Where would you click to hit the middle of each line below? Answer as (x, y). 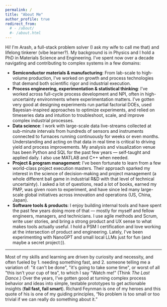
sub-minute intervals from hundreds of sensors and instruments (78, 131)
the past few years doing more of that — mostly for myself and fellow (83, 211)
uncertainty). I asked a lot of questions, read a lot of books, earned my (84, 184)
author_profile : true (28, 19)
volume (20, 78)
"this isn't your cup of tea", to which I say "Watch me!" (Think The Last (78, 273)
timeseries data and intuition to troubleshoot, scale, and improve (78, 115)
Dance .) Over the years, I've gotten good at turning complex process (76, 278)
